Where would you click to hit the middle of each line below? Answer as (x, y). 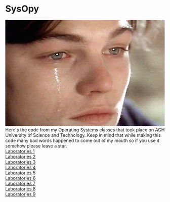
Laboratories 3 (20, 162)
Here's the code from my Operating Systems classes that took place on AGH (85, 130)
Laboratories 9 (20, 194)
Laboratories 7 (20, 184)
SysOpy (22, 9)
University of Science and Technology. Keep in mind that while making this (83, 135)
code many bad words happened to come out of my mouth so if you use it (82, 141)
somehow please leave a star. (36, 146)
